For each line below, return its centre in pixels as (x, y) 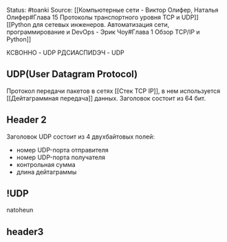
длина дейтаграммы (46, 172)
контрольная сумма (46, 164)
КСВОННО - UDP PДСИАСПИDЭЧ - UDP (65, 52)
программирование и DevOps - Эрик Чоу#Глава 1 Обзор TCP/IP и (103, 32)
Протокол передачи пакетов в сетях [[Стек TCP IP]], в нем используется (113, 91)
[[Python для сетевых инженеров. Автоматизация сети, (88, 24)
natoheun (20, 210)
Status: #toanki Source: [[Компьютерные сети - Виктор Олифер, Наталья (112, 10)
